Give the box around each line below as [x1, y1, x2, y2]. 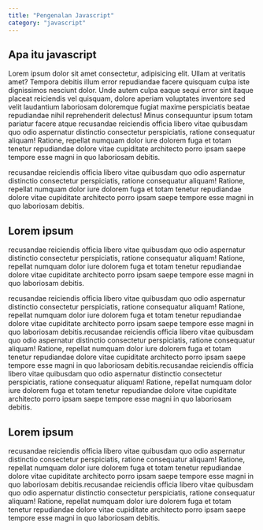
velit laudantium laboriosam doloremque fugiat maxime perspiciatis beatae [8, 102, 250, 112]
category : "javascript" [8, 19, 87, 27]
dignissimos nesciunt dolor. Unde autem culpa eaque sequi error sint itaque [8, 86, 254, 95]
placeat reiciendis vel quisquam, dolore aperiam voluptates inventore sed [8, 94, 246, 103]
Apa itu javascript [8, 48, 97, 61]
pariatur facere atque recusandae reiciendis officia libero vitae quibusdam [8, 119, 248, 128]
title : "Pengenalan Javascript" [8, 11, 114, 20]
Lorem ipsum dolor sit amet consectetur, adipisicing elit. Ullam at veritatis [8, 69, 246, 79]
